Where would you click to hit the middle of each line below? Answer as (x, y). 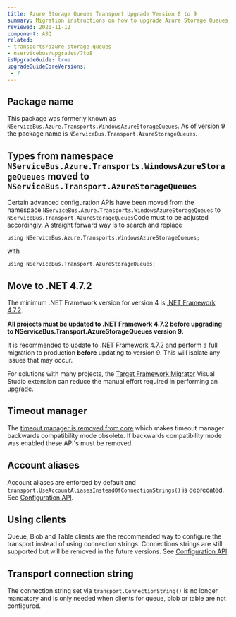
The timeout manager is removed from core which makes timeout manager (116, 428)
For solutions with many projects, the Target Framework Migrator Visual (111, 374)
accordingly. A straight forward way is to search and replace (95, 225)
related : (20, 40)
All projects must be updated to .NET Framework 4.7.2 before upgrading (115, 324)
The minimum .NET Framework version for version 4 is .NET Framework (112, 302)
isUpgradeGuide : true (39, 60)
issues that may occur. (40, 360)
